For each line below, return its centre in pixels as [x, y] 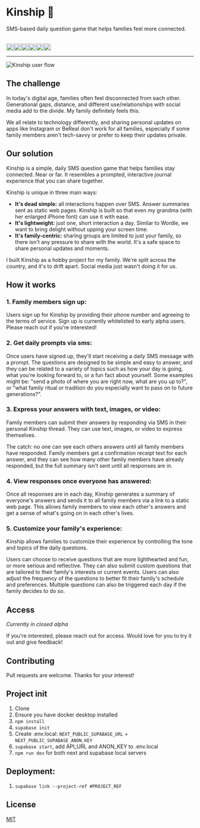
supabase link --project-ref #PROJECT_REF [68, 786]
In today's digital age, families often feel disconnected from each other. [93, 98]
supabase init [32, 728]
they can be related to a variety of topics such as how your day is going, [95, 369]
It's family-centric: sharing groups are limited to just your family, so [98, 236]
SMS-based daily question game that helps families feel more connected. [96, 29]
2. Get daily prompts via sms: [49, 343]
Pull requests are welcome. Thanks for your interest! [70, 675]
